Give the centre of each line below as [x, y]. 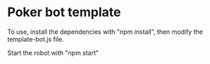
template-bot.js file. [36, 39]
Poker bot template [64, 12]
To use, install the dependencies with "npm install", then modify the [105, 32]
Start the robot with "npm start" [53, 53]
